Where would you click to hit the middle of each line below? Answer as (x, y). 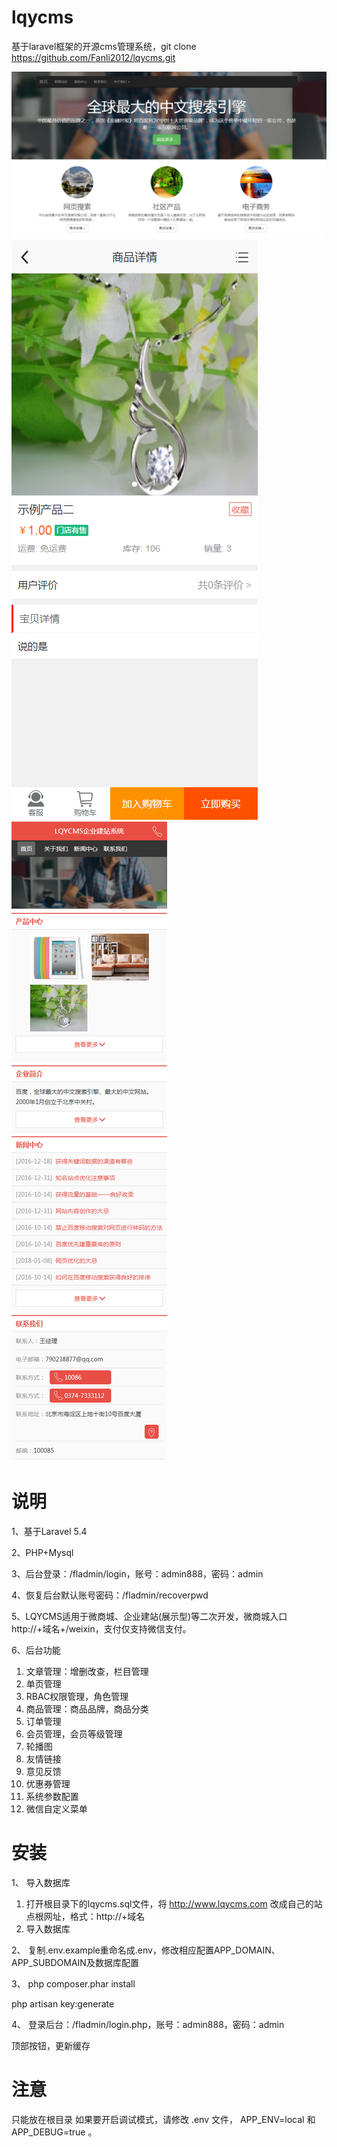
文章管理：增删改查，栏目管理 (87, 1671)
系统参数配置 (52, 1796)
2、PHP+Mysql (42, 1552)
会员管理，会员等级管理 (74, 1733)
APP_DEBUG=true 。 (54, 2132)
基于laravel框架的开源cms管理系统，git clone (104, 46)
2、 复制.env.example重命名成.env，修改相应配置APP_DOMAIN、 (146, 1950)
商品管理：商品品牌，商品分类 (87, 1708)
